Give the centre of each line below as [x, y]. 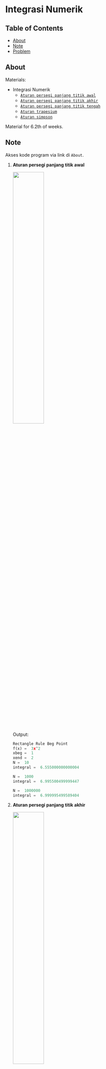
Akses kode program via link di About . [45, 155]
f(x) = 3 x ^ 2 [26, 749]
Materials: [16, 80]
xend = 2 [23, 758]
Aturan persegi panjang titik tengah [60, 106]
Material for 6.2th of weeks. [34, 127]
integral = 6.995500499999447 [46, 781]
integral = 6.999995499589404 [46, 795]
